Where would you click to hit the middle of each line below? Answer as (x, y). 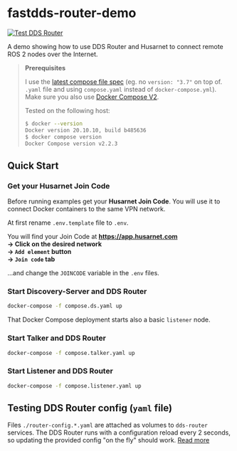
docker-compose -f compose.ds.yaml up (65, 306)
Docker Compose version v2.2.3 (71, 144)
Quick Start (33, 165)
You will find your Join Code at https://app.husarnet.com (93, 237)
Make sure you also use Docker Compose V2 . (92, 97)
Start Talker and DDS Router (57, 338)
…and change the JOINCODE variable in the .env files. (84, 273)
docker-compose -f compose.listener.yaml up (74, 386)
